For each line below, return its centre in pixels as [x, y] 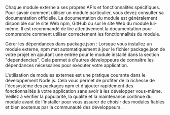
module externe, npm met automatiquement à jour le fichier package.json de [85, 49]
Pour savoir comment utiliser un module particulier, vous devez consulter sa [84, 13]
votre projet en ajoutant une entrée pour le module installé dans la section [82, 54]
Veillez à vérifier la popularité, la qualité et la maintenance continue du [78, 96]
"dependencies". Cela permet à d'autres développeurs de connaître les [79, 60]
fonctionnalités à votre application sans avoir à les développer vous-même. [84, 91]
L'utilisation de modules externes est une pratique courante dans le [75, 75]
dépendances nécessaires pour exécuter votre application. [67, 65]
